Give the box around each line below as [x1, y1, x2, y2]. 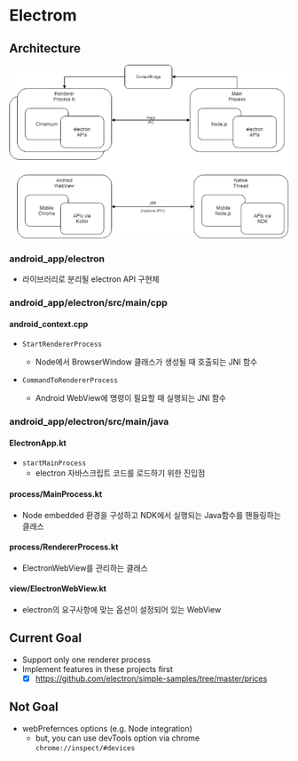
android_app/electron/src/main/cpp [9, 297, 169, 309]
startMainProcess [21, 459, 87, 468]
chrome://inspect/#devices [35, 743, 136, 752]
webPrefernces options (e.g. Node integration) [21, 723, 193, 733]
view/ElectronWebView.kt [9, 583, 106, 594]
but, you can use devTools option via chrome [35, 733, 200, 743]
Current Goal [9, 630, 82, 645]
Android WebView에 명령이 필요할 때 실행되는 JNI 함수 [35, 393, 227, 404]
